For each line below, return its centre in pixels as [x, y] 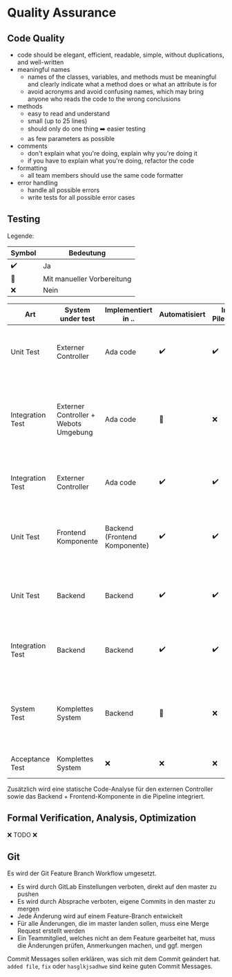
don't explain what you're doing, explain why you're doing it [113, 153]
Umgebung [75, 432]
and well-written [40, 62]
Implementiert [128, 310]
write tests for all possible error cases [81, 197]
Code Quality [36, 38]
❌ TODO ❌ [22, 835]
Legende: [21, 236]
